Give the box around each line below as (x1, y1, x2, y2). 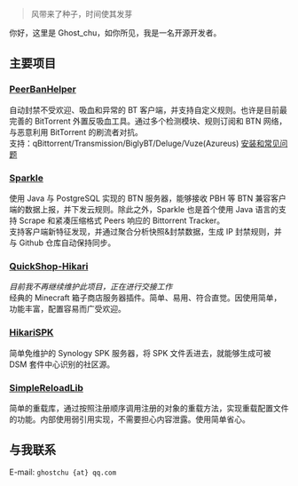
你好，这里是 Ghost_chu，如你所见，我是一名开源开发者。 (9, 28, 222, 38)
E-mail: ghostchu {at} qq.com (9, 466, 117, 477)
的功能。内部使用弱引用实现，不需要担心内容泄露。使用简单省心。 (9, 413, 250, 425)
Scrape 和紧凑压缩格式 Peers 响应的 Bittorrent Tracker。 (19, 215, 225, 226)
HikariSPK (9, 326, 54, 339)
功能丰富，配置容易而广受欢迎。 (9, 304, 126, 315)
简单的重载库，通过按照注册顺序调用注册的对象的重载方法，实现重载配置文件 (9, 402, 289, 413)
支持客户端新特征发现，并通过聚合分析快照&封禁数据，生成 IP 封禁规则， (9, 226, 275, 236)
